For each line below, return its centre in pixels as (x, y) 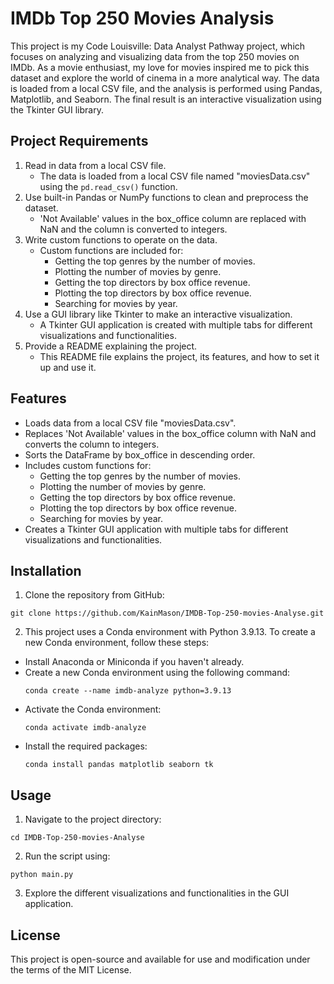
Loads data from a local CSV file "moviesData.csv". (130, 423)
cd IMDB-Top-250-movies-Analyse (77, 838)
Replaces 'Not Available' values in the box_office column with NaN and (170, 433)
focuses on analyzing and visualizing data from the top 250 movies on (155, 56)
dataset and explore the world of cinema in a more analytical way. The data (165, 78)
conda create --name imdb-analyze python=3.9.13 (128, 691)
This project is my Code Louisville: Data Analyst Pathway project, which (158, 46)
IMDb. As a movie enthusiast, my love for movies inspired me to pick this (160, 67)
